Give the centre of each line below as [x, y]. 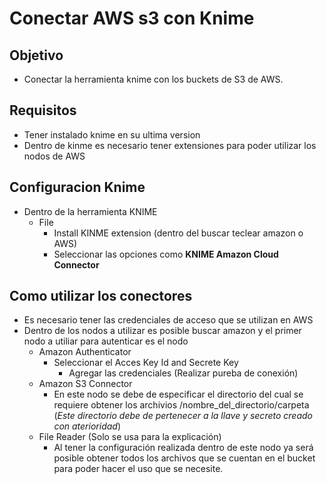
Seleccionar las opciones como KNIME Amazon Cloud [166, 254]
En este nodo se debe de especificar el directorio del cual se [178, 394]
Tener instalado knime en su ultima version [112, 134]
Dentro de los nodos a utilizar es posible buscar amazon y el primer [162, 331]
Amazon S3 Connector [85, 384]
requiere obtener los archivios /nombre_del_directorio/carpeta [181, 405]
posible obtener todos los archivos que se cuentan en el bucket [184, 458]
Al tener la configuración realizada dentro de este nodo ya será [183, 448]
